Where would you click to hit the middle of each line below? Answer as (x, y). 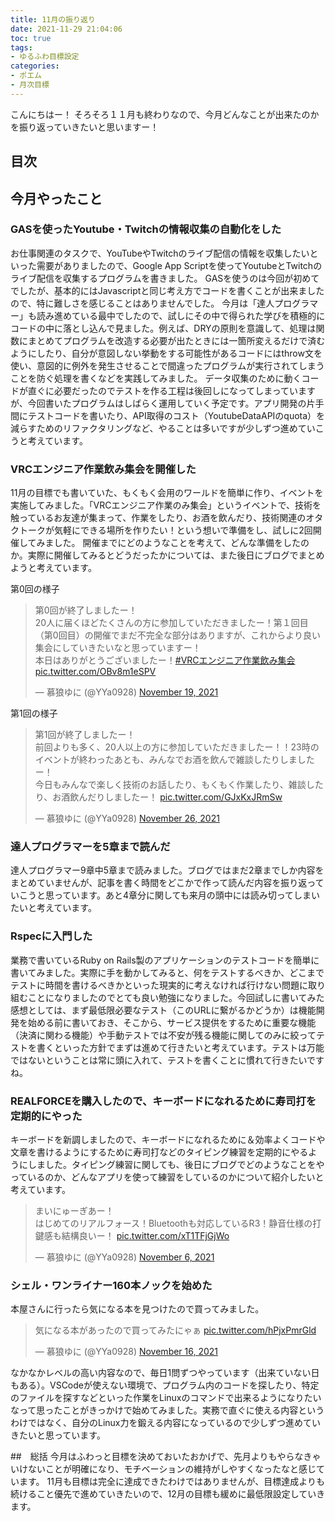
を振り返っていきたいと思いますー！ (85, 127)
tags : (21, 47)
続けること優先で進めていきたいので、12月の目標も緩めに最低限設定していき (168, 1494)
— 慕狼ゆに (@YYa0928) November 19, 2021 (126, 692)
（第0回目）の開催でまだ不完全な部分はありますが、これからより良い (178, 635)
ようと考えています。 (53, 568)
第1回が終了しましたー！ (85, 735)
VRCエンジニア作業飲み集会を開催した (103, 469)
